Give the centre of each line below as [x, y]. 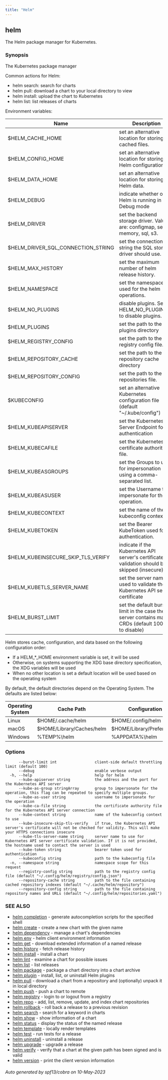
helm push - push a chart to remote [49, 991]
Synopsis [17, 55]
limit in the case [137, 611]
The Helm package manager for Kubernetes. [51, 42]
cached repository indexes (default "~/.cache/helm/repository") [74, 885]
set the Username [140, 489]
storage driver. [136, 221]
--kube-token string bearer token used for [80, 850]
